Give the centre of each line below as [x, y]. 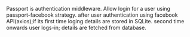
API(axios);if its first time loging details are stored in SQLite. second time [95, 21]
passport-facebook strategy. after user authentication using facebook [92, 15]
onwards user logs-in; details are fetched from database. [76, 27]
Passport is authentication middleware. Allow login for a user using [88, 9]
